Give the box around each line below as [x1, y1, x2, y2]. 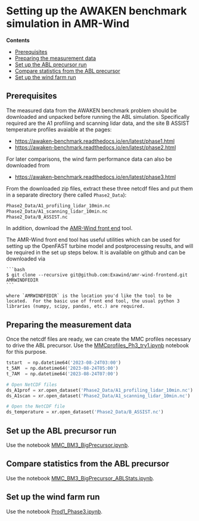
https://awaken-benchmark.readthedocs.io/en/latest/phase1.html [14, 137, 175, 145]
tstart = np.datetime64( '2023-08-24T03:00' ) [6, 360, 121, 366]
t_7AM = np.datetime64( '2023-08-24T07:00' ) [6, 370, 119, 377]
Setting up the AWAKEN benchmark [6, 4, 187, 18]
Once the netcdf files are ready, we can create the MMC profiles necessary [6, 336, 191, 343]
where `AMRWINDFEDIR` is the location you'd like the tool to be [6, 293, 172, 299]
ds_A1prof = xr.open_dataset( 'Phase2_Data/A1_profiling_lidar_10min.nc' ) [6, 387, 194, 393]
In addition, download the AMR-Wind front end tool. [6, 225, 133, 232]
